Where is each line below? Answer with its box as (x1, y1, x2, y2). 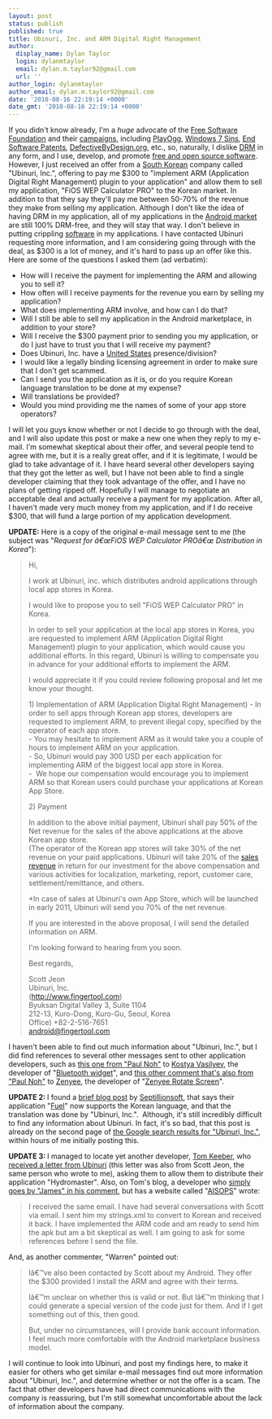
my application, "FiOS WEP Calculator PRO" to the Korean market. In (8, 186, 237, 195)
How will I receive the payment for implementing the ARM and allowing (19, 270, 257, 281)
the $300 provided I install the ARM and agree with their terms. (28, 1277, 240, 1286)
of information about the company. (8, 1402, 124, 1412)
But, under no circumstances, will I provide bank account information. (28, 1325, 261, 1335)
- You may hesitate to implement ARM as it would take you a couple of (28, 734, 264, 744)
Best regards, (28, 958, 74, 969)
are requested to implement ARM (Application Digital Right (28, 633, 223, 643)
